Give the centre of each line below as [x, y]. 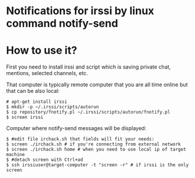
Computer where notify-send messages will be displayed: [76, 128]
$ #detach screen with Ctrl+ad [45, 160]
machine [16, 155]
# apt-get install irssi [37, 102]
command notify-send [62, 23]
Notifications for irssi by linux [80, 11]
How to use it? [42, 51]
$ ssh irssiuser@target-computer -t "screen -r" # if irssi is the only [97, 165]
